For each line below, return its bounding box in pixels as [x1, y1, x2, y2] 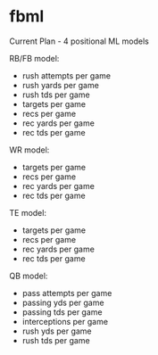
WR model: [9, 144, 50, 155]
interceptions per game [21, 316, 109, 326]
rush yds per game [21, 326, 92, 336]
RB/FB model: [9, 53, 60, 63]
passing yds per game [21, 297, 104, 308]
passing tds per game [21, 306, 103, 318]
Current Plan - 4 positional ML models [9, 36, 149, 46]
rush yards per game [21, 79, 100, 90]
